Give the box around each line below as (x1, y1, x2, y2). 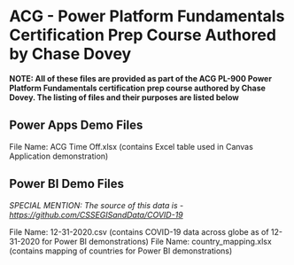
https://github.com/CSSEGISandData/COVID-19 (9, 209, 183, 220)
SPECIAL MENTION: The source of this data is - (9, 199, 184, 210)
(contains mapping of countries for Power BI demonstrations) (9, 246, 233, 256)
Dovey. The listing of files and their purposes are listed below (9, 91, 239, 103)
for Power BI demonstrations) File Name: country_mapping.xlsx (41, 236, 272, 246)
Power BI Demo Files (9, 176, 125, 191)
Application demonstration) (9, 151, 109, 161)
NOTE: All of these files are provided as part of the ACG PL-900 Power (9, 73, 273, 83)
